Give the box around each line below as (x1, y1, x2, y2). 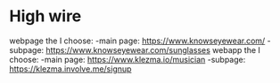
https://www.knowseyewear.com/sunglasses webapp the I (45, 44, 261, 55)
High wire (9, 6, 82, 26)
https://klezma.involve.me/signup (9, 64, 132, 74)
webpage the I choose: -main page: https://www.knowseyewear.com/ (9, 35, 266, 46)
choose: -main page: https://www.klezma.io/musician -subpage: (9, 54, 246, 64)
